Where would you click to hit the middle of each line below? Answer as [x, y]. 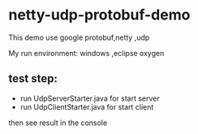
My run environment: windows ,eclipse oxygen [86, 53]
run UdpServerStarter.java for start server [90, 98]
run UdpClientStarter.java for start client [87, 106]
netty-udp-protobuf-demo [99, 15]
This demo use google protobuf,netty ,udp [79, 37]
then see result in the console [58, 123]
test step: [33, 79]
